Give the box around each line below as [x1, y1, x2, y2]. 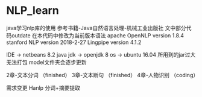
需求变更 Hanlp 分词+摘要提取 [6, 84, 80, 91]
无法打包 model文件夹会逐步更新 [6, 58, 87, 66]
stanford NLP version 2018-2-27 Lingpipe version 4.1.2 [6, 39, 142, 46]
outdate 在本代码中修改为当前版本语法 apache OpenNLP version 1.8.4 [11, 31, 185, 39]
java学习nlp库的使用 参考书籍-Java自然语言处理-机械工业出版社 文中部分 [6, 24, 187, 31]
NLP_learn [6, 4, 59, 17]
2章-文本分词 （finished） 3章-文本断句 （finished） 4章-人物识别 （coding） [6, 71, 199, 78]
